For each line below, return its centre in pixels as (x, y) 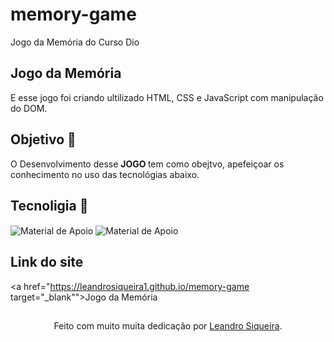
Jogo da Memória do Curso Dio (75, 42)
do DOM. (29, 108)
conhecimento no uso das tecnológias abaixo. (105, 174)
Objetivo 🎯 (43, 139)
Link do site (47, 262)
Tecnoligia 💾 (49, 205)
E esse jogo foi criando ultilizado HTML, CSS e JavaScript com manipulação (167, 97)
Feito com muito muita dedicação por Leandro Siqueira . (168, 326)
